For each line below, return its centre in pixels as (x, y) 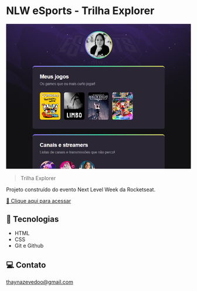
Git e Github (29, 246)
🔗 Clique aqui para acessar (39, 201)
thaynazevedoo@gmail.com (40, 282)
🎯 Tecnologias (33, 219)
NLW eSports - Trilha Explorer (80, 11)
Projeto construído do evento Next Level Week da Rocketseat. (81, 190)
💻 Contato (26, 265)
